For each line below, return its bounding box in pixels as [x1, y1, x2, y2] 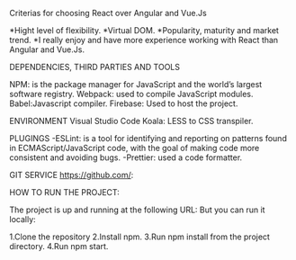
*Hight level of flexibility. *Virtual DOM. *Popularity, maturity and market [9, 25, 279, 35]
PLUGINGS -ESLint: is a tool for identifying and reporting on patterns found [9, 133, 288, 143]
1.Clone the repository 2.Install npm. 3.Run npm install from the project [9, 231, 270, 242]
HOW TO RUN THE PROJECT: [9, 187, 120, 197]
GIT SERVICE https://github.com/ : [9, 170, 134, 180]
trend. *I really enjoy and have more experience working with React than [9, 35, 279, 45]
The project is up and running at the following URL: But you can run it [9, 204, 265, 215]
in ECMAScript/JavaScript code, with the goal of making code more [9, 143, 260, 153]
